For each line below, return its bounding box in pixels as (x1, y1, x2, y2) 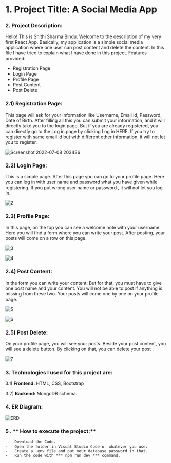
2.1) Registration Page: (5, 100, 63, 107)
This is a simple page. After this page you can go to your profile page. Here (5, 174, 164, 180)
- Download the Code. (5, 439, 56, 445)
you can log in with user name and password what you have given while (5, 179, 158, 186)
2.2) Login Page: (5, 162, 47, 169)
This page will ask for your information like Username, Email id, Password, (5, 112, 162, 118)
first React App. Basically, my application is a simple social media (5, 39, 143, 45)
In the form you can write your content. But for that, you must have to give (5, 280, 162, 286)
